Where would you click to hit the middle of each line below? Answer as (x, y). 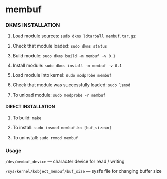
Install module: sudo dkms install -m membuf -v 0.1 (67, 65)
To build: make (27, 118)
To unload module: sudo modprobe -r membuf (59, 95)
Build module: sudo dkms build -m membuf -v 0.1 (64, 56)
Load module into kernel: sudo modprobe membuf (62, 75)
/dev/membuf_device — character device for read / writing (65, 161)
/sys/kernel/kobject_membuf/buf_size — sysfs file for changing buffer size (83, 171)
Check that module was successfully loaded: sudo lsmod (72, 85)
